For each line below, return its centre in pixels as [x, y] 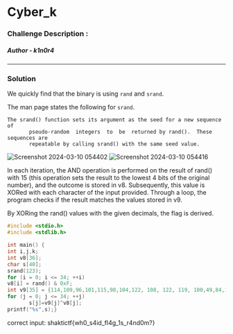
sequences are [28, 138]
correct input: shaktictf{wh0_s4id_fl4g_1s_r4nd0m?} [81, 322]
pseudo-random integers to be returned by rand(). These [121, 132]
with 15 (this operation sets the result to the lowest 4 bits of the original [109, 178]
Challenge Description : [48, 34]
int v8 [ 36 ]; [24, 258]
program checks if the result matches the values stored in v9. [95, 200]
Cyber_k [32, 12]
